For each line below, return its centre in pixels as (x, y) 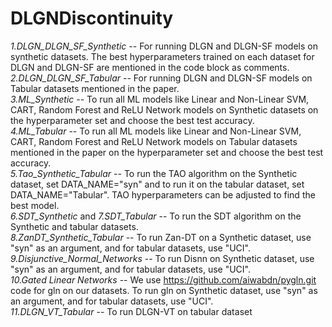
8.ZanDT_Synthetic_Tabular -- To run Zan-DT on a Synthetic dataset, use (161, 237)
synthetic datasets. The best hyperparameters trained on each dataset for (162, 56)
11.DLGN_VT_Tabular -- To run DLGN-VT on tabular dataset (131, 311)
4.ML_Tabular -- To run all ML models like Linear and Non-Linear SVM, (156, 131)
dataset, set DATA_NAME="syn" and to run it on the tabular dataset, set (157, 184)
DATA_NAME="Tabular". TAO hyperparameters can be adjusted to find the (163, 194)
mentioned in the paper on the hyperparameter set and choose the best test (167, 152)
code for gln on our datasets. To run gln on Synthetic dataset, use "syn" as (164, 290)
